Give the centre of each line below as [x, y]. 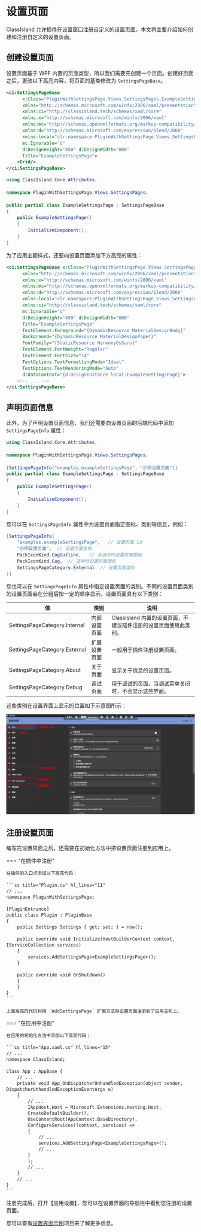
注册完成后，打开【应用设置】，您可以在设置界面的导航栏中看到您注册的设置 [99, 1203]
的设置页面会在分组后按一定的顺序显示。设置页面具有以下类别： [85, 594]
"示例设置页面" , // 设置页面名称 [54, 549]
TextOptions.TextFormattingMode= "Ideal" [73, 362]
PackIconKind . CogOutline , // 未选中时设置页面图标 [80, 555]
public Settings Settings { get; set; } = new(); [80, 927]
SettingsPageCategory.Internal [47, 625]
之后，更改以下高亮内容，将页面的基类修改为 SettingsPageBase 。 [86, 80]
